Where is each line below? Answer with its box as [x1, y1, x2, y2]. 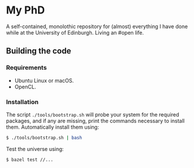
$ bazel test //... [6, 156, 54, 163]
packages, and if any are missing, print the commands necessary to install [6, 117, 185, 124]
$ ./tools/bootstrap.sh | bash [6, 135, 82, 140]
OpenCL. [14, 83, 36, 90]
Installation [6, 98, 39, 106]
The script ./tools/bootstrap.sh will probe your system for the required [6, 111, 179, 118]
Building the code [6, 46, 71, 56]
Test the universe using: [6, 145, 64, 152]
